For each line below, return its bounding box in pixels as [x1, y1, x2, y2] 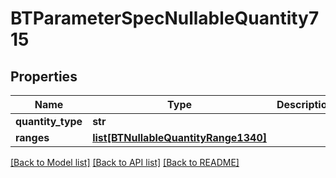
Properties [10, 68, 78, 85]
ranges [15, 131, 50, 144]
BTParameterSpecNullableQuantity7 [10, 7, 320, 30]
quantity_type [15, 115, 83, 128]
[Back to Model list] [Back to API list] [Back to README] [10, 157, 240, 168]
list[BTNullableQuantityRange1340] [92, 131, 267, 144]
